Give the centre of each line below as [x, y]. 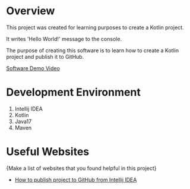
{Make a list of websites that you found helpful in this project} [81, 168]
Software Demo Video [33, 68]
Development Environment [73, 92]
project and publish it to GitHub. [45, 56]
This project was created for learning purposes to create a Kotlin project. [95, 27]
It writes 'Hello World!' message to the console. [64, 39]
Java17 [23, 121]
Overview [31, 11]
